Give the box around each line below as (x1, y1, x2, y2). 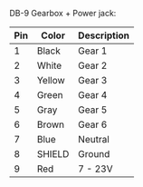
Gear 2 (78, 59, 108, 72)
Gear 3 (78, 74, 108, 86)
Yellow (36, 74, 65, 86)
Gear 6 (78, 118, 108, 131)
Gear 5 (78, 103, 108, 116)
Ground (78, 148, 110, 160)
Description (78, 29, 129, 42)
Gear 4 (78, 89, 108, 101)
